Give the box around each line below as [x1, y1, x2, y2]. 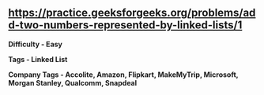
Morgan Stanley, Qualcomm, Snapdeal [8, 78, 138, 87]
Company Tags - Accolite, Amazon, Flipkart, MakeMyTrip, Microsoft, [8, 70, 239, 79]
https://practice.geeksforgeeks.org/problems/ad [8, 6, 256, 20]
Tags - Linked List [8, 54, 68, 64]
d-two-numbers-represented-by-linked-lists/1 [8, 19, 243, 32]
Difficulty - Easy [8, 39, 63, 49]
